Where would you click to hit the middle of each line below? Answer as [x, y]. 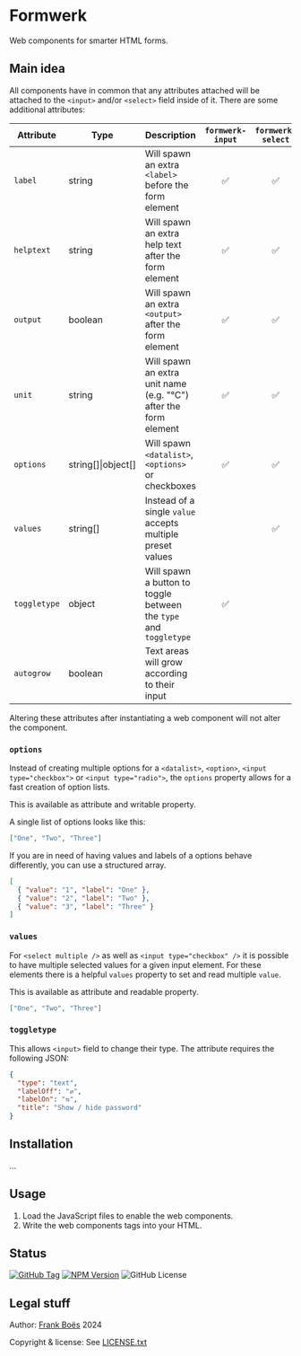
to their [160, 684]
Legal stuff [40, 1303]
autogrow [32, 673]
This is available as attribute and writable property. [103, 805]
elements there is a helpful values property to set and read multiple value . [146, 974]
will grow [164, 662]
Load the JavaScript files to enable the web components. [128, 1215]
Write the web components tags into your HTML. [112, 1225]
